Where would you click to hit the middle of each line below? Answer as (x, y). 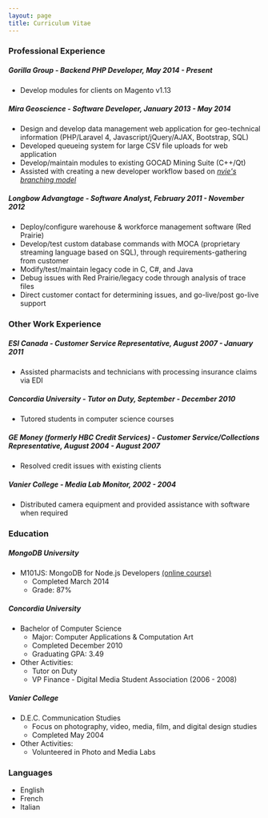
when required (44, 513)
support (33, 303)
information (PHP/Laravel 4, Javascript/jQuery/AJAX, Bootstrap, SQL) (134, 138)
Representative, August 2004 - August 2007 (84, 446)
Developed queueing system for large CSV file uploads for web (124, 146)
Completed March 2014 (70, 582)
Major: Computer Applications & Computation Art (112, 636)
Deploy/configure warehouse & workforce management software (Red (136, 227)
